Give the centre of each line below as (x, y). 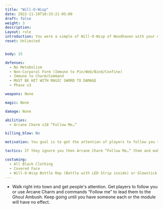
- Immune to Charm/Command (37, 76)
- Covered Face (25, 168)
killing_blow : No (23, 134)
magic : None (17, 103)
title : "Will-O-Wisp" (27, 9)
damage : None (18, 111)
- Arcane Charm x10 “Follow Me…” (43, 125)
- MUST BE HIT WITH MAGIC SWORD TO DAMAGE (53, 81)
